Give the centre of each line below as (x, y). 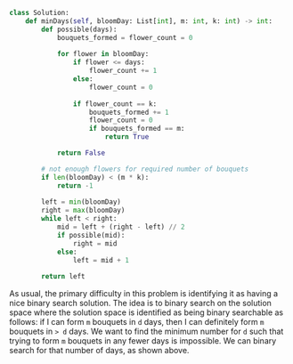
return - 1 (75, 186)
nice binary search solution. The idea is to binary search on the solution (140, 303)
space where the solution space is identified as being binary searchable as (146, 312)
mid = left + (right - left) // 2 (121, 227)
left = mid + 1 (101, 260)
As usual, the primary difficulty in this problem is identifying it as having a (144, 294)
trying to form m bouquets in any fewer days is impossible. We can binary (143, 341)
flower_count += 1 (123, 71)
